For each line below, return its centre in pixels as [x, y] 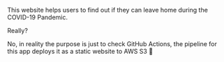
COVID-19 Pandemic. [38, 17]
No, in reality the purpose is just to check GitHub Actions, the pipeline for [112, 44]
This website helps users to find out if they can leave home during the [107, 10]
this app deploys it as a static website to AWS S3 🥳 [80, 51]
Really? [17, 31]
